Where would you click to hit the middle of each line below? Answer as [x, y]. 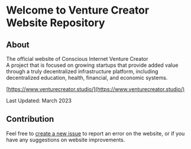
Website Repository [56, 23]
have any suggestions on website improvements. [66, 140]
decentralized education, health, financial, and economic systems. [87, 78]
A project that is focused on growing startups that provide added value [92, 65]
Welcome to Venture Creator [78, 10]
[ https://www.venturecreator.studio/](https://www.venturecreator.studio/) [96, 89]
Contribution [30, 119]
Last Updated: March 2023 [39, 101]
